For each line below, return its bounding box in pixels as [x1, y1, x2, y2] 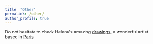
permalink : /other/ [5, 11, 45, 16]
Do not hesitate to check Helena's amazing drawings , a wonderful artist [5, 29, 149, 35]
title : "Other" [5, 7, 36, 12]
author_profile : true [5, 16, 49, 21]
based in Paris [5, 34, 34, 40]
